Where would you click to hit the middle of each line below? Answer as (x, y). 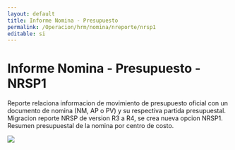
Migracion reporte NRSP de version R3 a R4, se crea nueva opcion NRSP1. (115, 118)
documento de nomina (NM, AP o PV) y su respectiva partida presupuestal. (117, 111)
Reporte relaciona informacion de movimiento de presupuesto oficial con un (117, 103)
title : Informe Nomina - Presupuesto (63, 21)
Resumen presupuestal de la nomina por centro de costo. (91, 126)
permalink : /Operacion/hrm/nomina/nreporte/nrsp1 (82, 27)
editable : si (26, 34)
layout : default (31, 14)
